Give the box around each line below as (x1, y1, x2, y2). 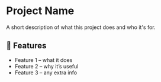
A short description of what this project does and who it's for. (6, 24, 156, 31)
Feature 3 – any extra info (14, 69, 78, 76)
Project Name (6, 4, 75, 18)
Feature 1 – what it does (14, 56, 73, 63)
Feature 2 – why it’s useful (14, 63, 79, 70)
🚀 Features (6, 41, 47, 51)
